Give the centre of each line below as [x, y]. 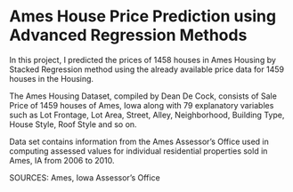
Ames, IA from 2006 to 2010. [62, 160]
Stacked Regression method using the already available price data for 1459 [147, 69]
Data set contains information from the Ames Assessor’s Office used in [139, 141]
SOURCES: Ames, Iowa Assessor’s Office [85, 177]
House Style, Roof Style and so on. [73, 124]
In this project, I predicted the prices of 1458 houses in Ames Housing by [142, 60]
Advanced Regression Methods [128, 35]
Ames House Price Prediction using [143, 16]
